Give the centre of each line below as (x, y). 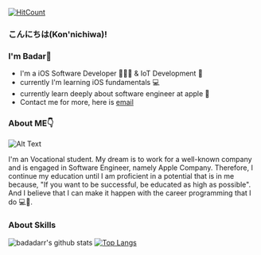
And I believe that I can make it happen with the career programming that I (130, 193)
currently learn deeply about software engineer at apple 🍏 (115, 94)
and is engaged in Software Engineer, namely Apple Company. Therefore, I (130, 168)
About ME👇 (31, 123)
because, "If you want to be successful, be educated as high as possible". (130, 184)
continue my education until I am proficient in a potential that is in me (121, 176)
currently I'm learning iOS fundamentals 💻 (90, 83)
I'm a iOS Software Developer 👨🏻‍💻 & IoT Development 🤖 (111, 73)
